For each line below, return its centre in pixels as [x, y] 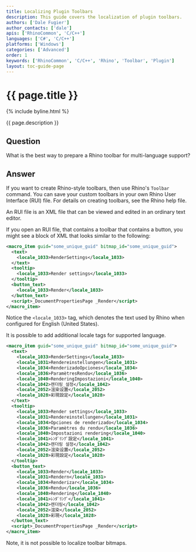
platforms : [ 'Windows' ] [35, 45]
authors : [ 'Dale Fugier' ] [38, 22]
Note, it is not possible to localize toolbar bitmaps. [67, 543]
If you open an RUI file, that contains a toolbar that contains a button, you [94, 229]
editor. [14, 218]
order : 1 [17, 55]
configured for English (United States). [53, 324]
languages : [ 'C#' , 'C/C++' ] [40, 39]
